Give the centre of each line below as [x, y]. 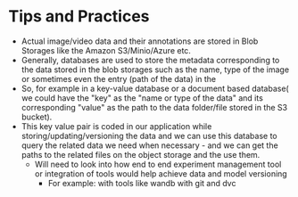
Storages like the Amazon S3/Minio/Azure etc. [106, 50]
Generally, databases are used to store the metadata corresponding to [150, 60]
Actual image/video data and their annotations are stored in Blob [140, 41]
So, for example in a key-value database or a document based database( [155, 88]
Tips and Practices [79, 16]
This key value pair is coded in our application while [116, 126]
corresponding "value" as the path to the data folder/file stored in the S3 [154, 107]
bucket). [37, 117]
